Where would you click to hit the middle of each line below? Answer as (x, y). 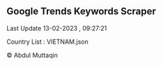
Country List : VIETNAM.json (47, 42)
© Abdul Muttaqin (32, 55)
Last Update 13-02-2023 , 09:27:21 (57, 28)
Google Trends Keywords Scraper (81, 11)
